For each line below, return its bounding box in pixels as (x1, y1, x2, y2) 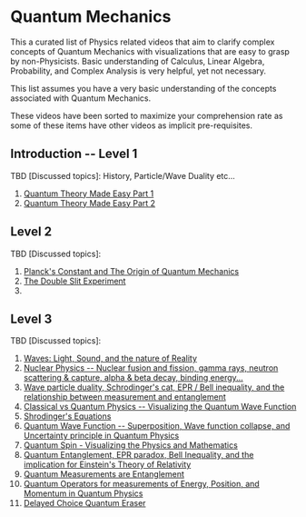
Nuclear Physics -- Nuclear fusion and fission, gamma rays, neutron (23, 363, 279, 373)
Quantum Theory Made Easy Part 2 (23, 197, 156, 208)
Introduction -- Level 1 (10, 146, 138, 162)
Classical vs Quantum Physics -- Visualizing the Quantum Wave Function (23, 402, 297, 413)
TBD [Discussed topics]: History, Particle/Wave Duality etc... (10, 170, 235, 181)
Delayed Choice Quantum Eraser (23, 498, 146, 509)
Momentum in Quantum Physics (23, 488, 143, 499)
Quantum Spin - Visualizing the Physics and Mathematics (23, 440, 239, 451)
